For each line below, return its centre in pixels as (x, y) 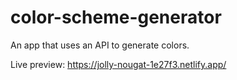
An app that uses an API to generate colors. (100, 45)
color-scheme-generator (116, 17)
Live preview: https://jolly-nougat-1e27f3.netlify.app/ (118, 64)
